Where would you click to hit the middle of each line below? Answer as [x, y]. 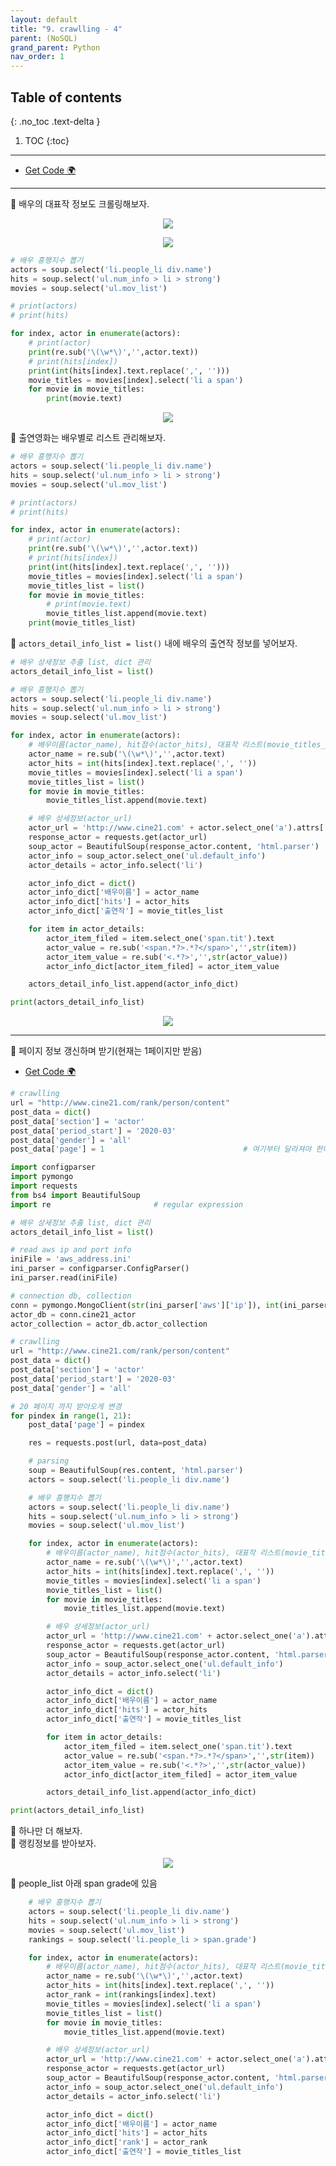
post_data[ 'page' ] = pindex [86, 1425]
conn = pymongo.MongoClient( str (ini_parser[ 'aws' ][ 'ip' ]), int [145, 1305]
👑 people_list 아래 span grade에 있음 [84, 1883]
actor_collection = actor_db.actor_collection [109, 1324]
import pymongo [42, 1177]
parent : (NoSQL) [44, 38]
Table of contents [66, 97]
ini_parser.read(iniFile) [64, 1278]
